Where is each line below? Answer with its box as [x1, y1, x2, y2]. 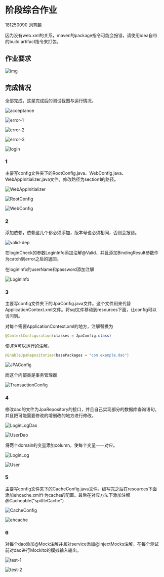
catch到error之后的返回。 [9, 256, 62, 262]
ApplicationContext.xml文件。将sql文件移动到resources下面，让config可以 [5, 307, 157, 313]
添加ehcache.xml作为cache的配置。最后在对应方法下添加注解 [5, 492, 130, 498]
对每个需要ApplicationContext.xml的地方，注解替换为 [5, 323, 114, 329]
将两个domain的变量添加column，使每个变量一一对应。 [5, 442, 118, 448]
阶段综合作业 [5, 4, 58, 16]
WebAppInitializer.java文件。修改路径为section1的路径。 [5, 176, 119, 182]
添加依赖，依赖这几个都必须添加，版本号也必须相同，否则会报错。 [5, 230, 139, 236]
